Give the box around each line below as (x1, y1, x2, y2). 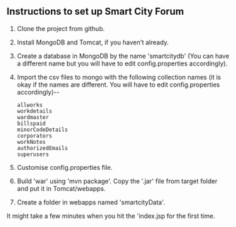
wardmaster (16, 114, 49, 121)
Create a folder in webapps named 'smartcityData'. (16, 197, 165, 207)
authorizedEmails (16, 145, 69, 152)
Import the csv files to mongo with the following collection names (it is (16, 73, 221, 81)
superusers (16, 151, 49, 158)
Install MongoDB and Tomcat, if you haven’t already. (16, 38, 169, 47)
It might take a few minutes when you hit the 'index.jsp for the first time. (6, 211, 216, 220)
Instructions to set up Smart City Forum (6, 6, 184, 18)
